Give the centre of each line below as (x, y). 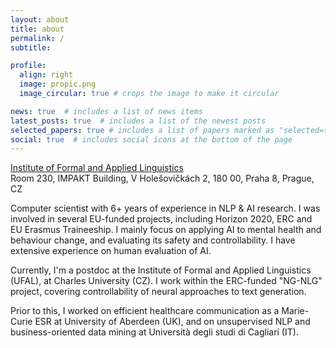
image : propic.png (58, 84)
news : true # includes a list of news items (106, 111)
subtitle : (31, 47)
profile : (28, 66)
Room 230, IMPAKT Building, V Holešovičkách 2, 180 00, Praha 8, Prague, (162, 178)
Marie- (295, 311)
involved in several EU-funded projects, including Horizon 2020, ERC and (161, 219)
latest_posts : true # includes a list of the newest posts (138, 121)
